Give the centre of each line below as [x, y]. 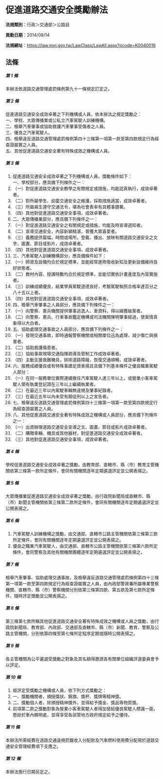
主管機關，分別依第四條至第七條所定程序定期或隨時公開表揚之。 [73, 634]
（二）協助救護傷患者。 [36, 347]
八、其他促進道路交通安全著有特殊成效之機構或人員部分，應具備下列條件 [85, 415]
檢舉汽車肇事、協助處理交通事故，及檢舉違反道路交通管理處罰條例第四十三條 [82, 577]
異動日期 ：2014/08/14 [28, 35]
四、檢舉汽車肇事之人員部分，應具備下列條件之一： [64, 305]
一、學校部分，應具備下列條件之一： [49, 183]
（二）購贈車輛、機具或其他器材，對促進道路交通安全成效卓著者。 [79, 433]
